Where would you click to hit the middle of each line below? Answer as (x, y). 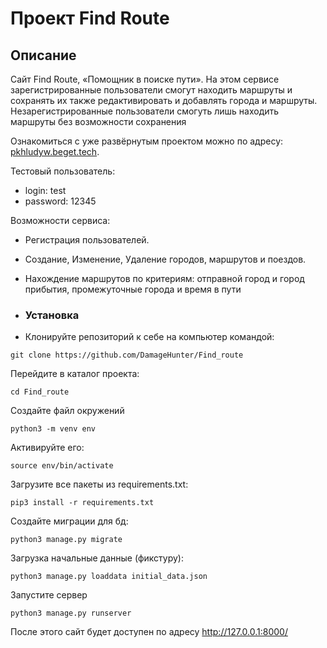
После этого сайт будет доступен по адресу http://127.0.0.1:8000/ (149, 632)
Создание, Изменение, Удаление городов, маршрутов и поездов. (165, 259)
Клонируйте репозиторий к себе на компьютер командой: (149, 337)
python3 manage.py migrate (66, 540)
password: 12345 (60, 201)
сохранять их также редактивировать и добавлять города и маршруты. (164, 100)
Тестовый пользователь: (63, 171)
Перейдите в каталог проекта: (75, 374)
